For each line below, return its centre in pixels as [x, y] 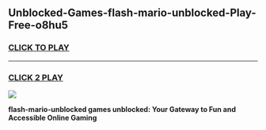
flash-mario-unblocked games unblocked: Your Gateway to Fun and [122, 109]
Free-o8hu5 [38, 26]
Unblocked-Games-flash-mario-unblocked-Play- [132, 13]
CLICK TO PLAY [39, 48]
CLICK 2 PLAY [36, 77]
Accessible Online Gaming [53, 117]
